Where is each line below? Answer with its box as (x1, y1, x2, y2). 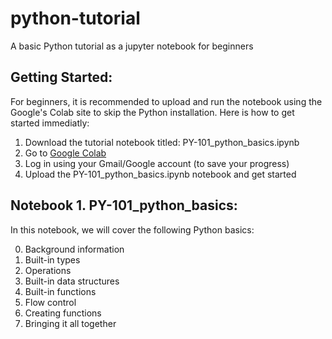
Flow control (24, 296, 77, 308)
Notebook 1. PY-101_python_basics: (10, 197, 238, 214)
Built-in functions (24, 285, 97, 297)
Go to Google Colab (24, 147, 107, 159)
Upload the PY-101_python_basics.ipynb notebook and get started (24, 168, 297, 180)
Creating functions (24, 307, 102, 319)
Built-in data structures (24, 275, 120, 287)
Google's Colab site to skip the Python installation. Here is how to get (10, 106, 295, 118)
